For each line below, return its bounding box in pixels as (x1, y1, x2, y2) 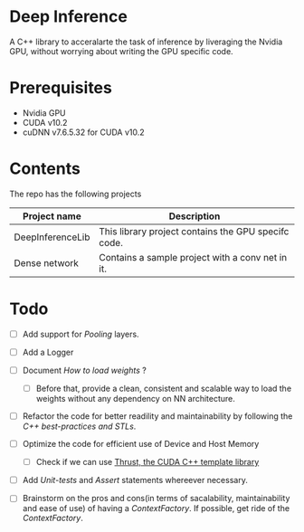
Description (168, 210, 221, 223)
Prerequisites (9, 78, 113, 99)
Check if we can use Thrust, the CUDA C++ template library (35, 457, 260, 468)
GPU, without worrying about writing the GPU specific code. (9, 45, 233, 56)
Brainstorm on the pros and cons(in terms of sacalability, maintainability (22, 493, 290, 504)
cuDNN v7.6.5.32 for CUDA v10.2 (22, 127, 145, 138)
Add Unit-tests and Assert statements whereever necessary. (22, 475, 249, 486)
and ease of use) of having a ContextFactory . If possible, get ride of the (22, 503, 290, 514)
